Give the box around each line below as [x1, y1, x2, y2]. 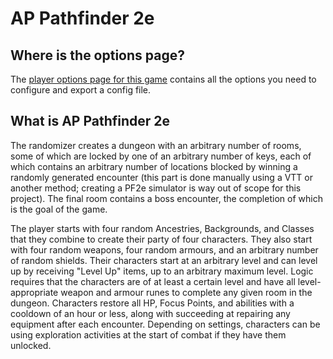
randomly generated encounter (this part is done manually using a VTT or [10, 171, 314, 183]
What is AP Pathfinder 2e [10, 113, 171, 130]
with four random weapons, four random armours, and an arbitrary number [10, 243, 319, 256]
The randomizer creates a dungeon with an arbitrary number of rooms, [10, 139, 302, 151]
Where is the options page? [10, 47, 185, 64]
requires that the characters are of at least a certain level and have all [10, 275, 296, 287]
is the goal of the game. [10, 203, 108, 215]
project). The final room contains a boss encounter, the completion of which [10, 192, 323, 204]
